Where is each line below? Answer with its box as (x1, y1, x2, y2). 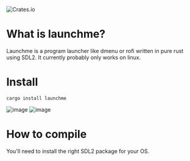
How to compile (6, 127, 87, 141)
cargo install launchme (6, 95, 67, 101)
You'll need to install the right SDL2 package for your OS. (6, 147, 150, 155)
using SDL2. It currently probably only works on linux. (6, 54, 141, 61)
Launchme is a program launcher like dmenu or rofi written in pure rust (6, 47, 184, 54)
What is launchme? (6, 27, 106, 41)
